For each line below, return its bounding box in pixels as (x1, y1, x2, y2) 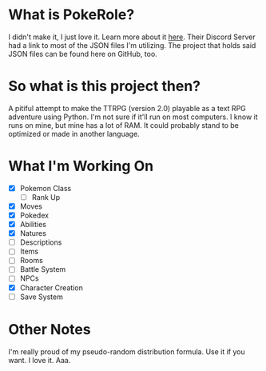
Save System (19, 292, 64, 301)
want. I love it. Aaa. (8, 355, 71, 365)
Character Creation (19, 282, 84, 293)
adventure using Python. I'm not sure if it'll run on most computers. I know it (8, 112, 258, 122)
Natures (19, 229, 46, 238)
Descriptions (19, 237, 62, 247)
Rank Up (31, 192, 61, 201)
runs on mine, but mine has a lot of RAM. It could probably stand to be (8, 120, 240, 130)
